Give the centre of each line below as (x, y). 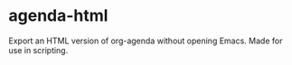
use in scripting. (38, 50)
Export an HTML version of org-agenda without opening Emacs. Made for (146, 41)
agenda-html (58, 16)
